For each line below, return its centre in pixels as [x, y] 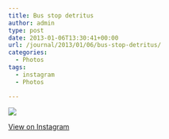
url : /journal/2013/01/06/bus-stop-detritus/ [84, 45]
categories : [28, 52]
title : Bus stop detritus [51, 15]
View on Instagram [39, 126]
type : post [26, 30]
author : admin [32, 23]
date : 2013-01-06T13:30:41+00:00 [63, 38]
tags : [17, 68]
